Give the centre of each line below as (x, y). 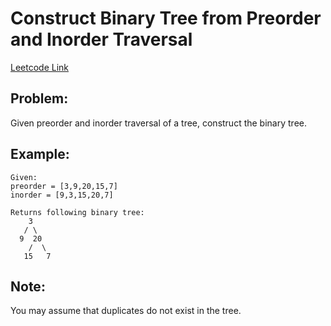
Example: (40, 154)
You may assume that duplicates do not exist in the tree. (126, 311)
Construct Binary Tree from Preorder (166, 18)
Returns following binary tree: (77, 212)
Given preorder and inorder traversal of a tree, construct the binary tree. (158, 123)
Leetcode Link (40, 67)
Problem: (39, 98)
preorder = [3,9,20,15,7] (64, 186)
